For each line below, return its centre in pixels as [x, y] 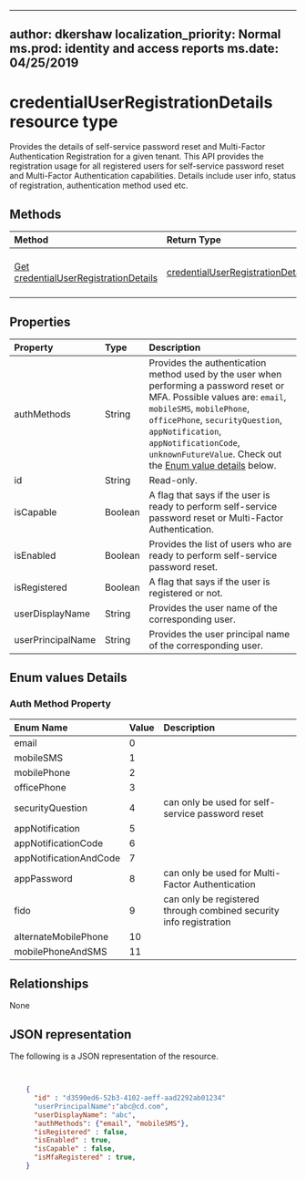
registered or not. [186, 593]
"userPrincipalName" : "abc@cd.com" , [101, 1106]
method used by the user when [215, 374]
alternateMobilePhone [61, 936]
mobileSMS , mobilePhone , [199, 409]
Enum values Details [68, 678]
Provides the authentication [208, 363]
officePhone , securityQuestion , [215, 419]
